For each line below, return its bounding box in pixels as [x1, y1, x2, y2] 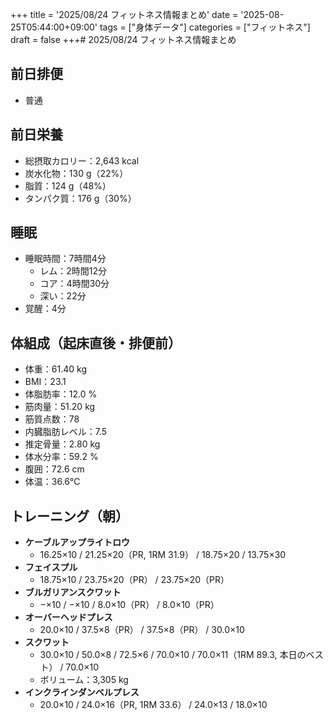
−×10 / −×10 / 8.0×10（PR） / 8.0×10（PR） [39, 599, 220, 611]
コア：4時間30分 [39, 278, 110, 290]
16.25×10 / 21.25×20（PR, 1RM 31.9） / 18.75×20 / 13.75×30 [39, 549, 287, 561]
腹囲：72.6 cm [24, 463, 85, 475]
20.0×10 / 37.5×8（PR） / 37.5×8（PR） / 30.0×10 [39, 624, 245, 636]
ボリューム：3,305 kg [39, 674, 129, 686]
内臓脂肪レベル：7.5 [24, 426, 108, 438]
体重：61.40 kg [24, 363, 87, 375]
